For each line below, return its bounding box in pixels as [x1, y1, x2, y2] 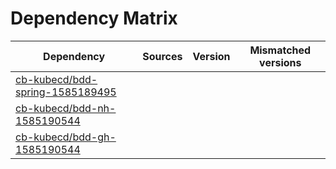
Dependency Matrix [10, 7, 178, 30]
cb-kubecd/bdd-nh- [15, 101, 117, 115]
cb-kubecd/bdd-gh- [15, 130, 117, 144]
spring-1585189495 [15, 85, 117, 99]
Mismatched [249, 43, 312, 57]
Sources [142, 49, 183, 63]
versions [259, 55, 302, 69]
